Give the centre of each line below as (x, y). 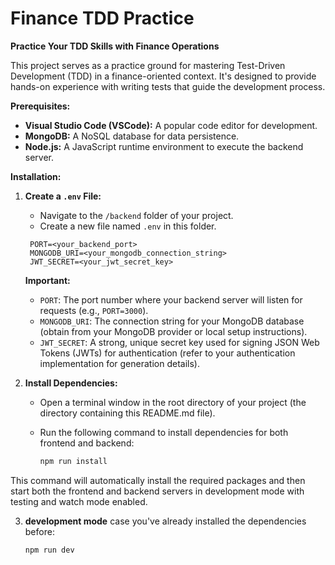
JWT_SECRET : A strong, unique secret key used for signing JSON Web (179, 342)
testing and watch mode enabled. (79, 501)
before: (39, 531)
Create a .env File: (63, 196)
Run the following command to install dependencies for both (164, 432)
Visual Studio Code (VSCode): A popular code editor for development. (171, 125)
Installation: (36, 176)
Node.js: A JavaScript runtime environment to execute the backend (164, 146)
